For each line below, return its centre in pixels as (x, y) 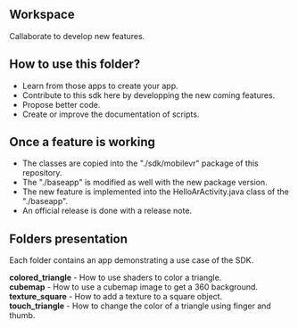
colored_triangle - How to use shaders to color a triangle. (116, 278)
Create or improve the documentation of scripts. (111, 114)
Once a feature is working (83, 142)
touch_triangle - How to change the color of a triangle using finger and (141, 306)
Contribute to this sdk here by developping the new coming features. (149, 95)
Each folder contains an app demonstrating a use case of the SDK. (132, 260)
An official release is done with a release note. (107, 211)
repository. (42, 173)
